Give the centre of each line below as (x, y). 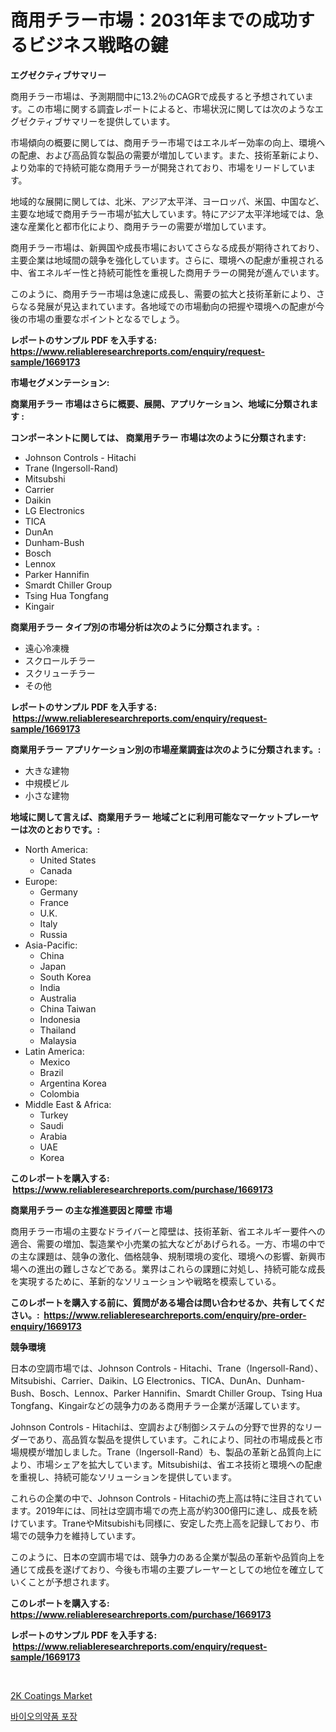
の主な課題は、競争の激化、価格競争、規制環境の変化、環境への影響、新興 (163, 1256)
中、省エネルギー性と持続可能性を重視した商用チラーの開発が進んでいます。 (167, 272)
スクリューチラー (60, 673)
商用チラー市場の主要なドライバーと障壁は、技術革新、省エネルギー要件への (168, 1231)
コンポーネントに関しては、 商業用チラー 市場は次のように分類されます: (158, 437)
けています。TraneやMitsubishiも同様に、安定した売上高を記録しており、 (160, 1523)
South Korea (65, 977)
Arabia (53, 1136)
